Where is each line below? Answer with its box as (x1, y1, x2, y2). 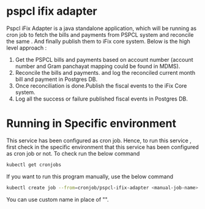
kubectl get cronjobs (6, 161, 62, 168)
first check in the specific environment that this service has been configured (6, 143, 199, 151)
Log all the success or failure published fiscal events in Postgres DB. (15, 95, 188, 102)
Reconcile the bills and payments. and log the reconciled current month (15, 69, 196, 76)
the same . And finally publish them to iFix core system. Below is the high (6, 37, 191, 45)
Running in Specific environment (6, 116, 176, 131)
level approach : (6, 44, 47, 51)
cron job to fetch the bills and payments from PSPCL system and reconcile (6, 31, 194, 38)
